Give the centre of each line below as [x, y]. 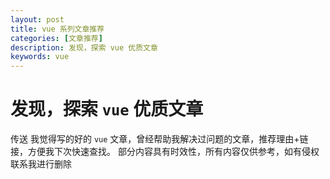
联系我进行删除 [41, 164]
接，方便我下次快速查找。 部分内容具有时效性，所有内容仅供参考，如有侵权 [165, 152]
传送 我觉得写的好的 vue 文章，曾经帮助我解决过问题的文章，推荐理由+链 [159, 139]
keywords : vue [40, 57]
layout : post [37, 19]
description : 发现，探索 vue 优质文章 [84, 47]
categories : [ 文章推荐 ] [56, 38]
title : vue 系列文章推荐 [57, 29]
